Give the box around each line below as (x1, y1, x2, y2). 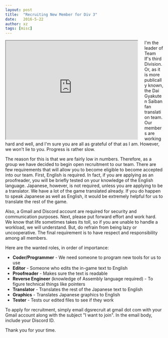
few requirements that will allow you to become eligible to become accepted (5, 166, 163, 173)
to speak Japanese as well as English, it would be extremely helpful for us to (5, 194, 163, 200)
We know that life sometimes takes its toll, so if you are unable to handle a (5, 219, 158, 225)
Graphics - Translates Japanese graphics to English (12, 292, 120, 298)
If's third (144, 56, 162, 62)
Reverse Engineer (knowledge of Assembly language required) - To (12, 276, 153, 282)
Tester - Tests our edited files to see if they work (12, 297, 114, 303)
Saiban (148, 98, 163, 104)
